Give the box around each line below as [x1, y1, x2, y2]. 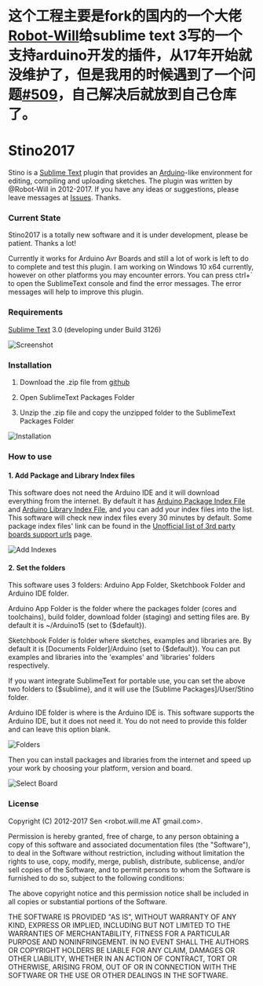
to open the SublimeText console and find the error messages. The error [8, 279, 242, 288]
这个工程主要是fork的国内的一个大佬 [8, 7, 242, 25]
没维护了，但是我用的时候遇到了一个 [8, 66, 243, 84]
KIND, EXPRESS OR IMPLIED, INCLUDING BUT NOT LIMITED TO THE [8, 920, 231, 929]
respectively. [8, 661, 49, 670]
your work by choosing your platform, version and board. [8, 764, 193, 773]
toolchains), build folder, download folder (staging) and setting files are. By [8, 612, 250, 621]
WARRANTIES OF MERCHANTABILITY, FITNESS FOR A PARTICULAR [8, 929, 230, 938]
